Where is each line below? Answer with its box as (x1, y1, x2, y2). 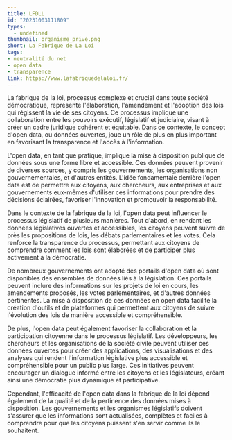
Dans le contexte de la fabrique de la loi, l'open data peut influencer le (7, 209, 208, 217)
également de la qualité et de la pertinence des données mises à (7, 397, 192, 405)
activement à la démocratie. (7, 253, 87, 262)
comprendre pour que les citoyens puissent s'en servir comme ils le (7, 419, 201, 428)
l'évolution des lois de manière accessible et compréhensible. (7, 311, 183, 319)
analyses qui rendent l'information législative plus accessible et (7, 354, 188, 362)
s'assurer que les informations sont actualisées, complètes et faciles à (7, 412, 208, 420)
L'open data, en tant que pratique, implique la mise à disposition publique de (7, 151, 225, 160)
